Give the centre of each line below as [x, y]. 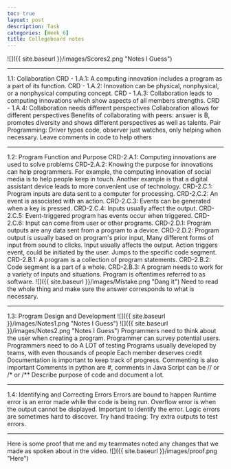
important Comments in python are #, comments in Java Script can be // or [113, 368]
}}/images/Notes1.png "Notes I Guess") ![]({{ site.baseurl [88, 323]
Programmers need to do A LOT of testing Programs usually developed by [112, 346]
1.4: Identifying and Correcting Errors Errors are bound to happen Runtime [112, 395]
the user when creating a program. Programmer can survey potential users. [114, 338]
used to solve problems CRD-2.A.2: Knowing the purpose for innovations [110, 164]
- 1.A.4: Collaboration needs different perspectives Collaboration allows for [113, 108]
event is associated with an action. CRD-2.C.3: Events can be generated [109, 201]
